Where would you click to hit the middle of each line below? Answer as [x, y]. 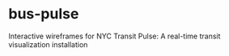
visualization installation [48, 44]
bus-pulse [44, 14]
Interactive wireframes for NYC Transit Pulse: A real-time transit [114, 36]
